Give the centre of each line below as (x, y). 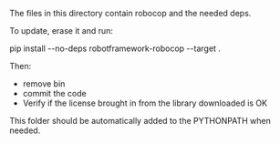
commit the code (54, 93)
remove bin (44, 84)
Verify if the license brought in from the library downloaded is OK (145, 103)
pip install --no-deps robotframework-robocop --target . (115, 48)
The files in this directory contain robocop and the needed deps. (130, 13)
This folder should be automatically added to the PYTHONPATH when (140, 121)
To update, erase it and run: (62, 31)
